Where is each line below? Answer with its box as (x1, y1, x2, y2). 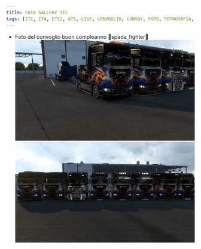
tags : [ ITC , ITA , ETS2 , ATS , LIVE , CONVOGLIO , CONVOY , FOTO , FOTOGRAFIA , (6, 16, 194, 22)
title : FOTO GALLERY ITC (6, 10, 68, 16)
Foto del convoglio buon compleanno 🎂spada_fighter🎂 (14, 33, 149, 40)
